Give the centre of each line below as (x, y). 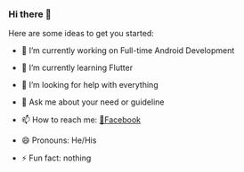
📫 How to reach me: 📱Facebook (81, 120)
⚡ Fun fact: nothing (56, 158)
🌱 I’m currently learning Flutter (77, 68)
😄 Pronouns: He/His (59, 140)
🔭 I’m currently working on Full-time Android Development (128, 51)
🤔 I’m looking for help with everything (89, 85)
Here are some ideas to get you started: (81, 34)
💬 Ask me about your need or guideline (93, 102)
